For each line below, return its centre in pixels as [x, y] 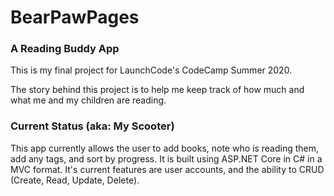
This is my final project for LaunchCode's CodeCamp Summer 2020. [151, 70]
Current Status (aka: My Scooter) [92, 126]
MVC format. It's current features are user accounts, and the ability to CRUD [167, 169]
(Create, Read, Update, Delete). [75, 180]
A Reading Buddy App [65, 49]
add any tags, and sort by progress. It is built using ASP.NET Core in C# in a [166, 158]
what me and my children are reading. [88, 100]
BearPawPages [75, 17]
